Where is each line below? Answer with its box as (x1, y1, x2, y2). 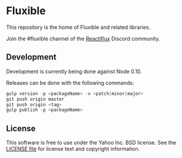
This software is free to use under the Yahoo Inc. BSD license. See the (6, 139, 177, 146)
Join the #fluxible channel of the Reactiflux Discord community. (6, 35, 160, 42)
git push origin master (6, 96, 65, 102)
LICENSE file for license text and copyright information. (6, 146, 140, 153)
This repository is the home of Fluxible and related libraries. (6, 24, 151, 31)
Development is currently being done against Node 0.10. (6, 68, 143, 75)
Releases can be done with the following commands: (6, 79, 134, 86)
